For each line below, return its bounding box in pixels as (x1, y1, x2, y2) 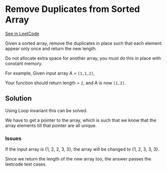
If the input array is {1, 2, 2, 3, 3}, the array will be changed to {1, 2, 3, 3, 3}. (5, 146, 160, 153)
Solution (5, 94, 32, 103)
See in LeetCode (5, 30, 40, 36)
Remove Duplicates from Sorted (5, 3, 140, 15)
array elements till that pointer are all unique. (5, 122, 97, 128)
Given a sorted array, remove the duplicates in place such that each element (5, 40, 162, 46)
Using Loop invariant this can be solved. (5, 107, 88, 113)
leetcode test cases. (5, 161, 47, 168)
